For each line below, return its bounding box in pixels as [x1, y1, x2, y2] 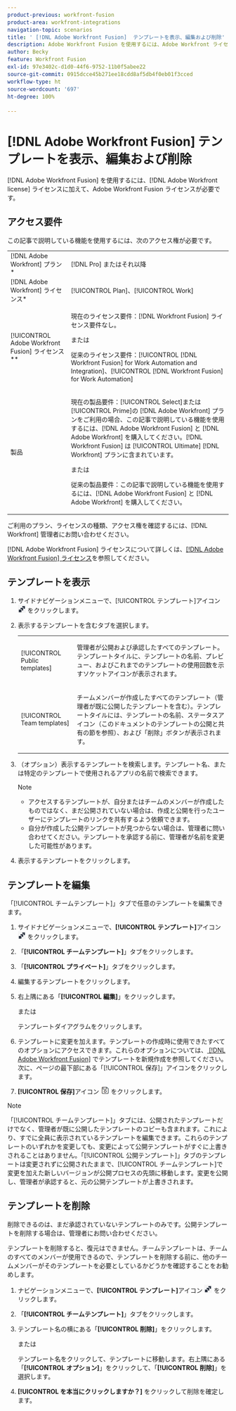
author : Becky [7, 49, 49, 56]
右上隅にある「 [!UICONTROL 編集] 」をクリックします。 [17, 992, 179, 1001]
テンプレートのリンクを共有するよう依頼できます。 [46, 815, 194, 823]
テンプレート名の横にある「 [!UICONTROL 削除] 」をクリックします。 [17, 1324, 216, 1333]
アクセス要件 [7, 216, 63, 228]
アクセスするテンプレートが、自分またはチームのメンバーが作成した [27, 797, 225, 806]
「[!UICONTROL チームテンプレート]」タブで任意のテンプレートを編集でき [7, 899, 223, 907]
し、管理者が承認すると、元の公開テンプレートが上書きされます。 [7, 1177, 197, 1186]
